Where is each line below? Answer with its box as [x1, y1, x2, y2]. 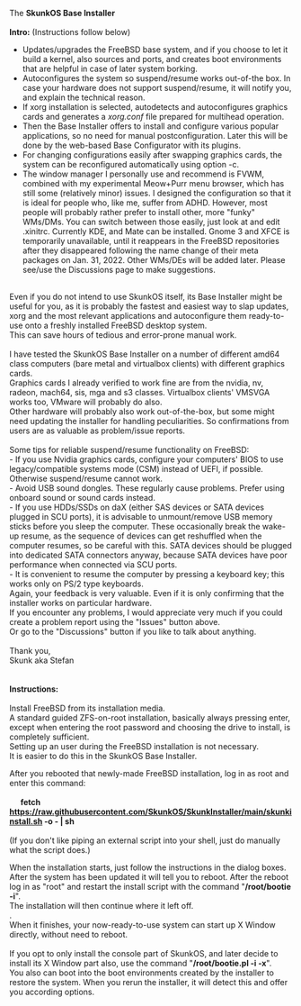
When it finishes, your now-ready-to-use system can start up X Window [9, 920, 276, 930]
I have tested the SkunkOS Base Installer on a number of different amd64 [9, 349, 280, 359]
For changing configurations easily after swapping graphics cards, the [22, 150, 283, 160]
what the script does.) [9, 845, 92, 855]
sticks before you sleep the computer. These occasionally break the [9, 521, 261, 531]
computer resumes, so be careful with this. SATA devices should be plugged [9, 540, 292, 550]
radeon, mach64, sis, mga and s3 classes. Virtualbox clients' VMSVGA [9, 387, 270, 397]
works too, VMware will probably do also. [9, 396, 164, 407]
